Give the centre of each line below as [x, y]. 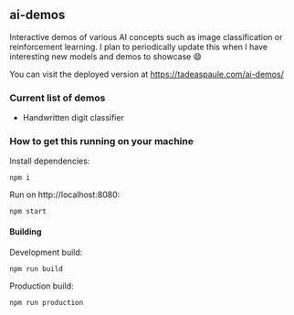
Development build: [46, 252]
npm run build [37, 268]
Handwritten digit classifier [73, 118]
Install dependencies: [50, 161]
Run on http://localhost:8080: [65, 194]
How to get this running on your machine [102, 142]
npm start [28, 212]
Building [26, 231]
